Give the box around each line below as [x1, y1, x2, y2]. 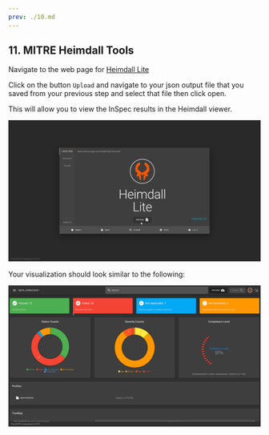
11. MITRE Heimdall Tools [8, 44, 134, 58]
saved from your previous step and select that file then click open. [8, 89, 227, 99]
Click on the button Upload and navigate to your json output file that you [8, 80, 244, 90]
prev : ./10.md [8, 13, 56, 21]
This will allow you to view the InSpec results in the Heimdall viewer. [8, 104, 233, 114]
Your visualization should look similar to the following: [8, 269, 186, 279]
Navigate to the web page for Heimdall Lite [8, 65, 150, 75]
